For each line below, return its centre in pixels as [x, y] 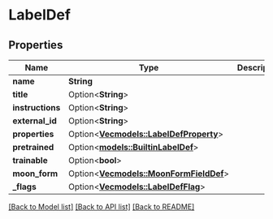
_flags [24, 187]
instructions [37, 107]
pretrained [33, 147]
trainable [30, 160]
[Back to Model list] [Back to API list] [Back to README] [102, 207]
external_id [35, 121]
